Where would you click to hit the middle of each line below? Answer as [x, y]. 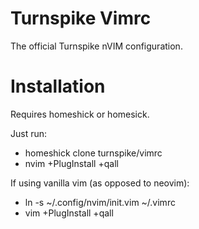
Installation [58, 86]
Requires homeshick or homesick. [80, 114]
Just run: [29, 133]
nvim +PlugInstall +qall [71, 163]
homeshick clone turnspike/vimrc [93, 153]
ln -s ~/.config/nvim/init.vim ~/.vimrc [100, 202]
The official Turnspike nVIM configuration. [96, 46]
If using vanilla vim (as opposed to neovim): [100, 183]
